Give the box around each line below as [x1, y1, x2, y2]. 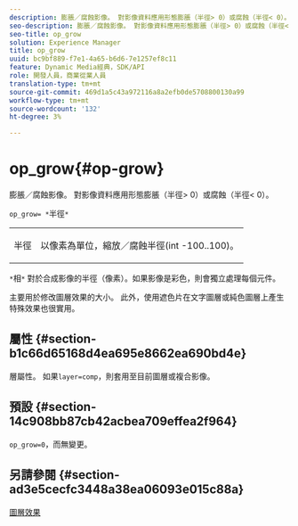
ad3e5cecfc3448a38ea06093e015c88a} [9, 482, 245, 497]
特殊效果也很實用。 [9, 303, 80, 314]
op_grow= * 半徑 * [9, 209, 69, 219]
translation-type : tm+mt [9, 79, 101, 88]
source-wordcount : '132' [9, 104, 101, 113]
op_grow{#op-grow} [9, 159, 165, 179]
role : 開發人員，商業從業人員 [9, 71, 107, 80]
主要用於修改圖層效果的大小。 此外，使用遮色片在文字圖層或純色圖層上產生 [9, 292, 285, 303]
